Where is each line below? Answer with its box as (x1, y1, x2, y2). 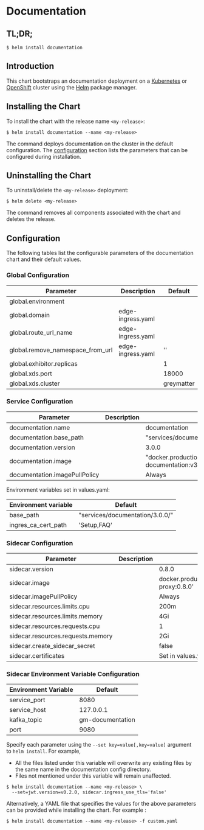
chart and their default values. (6, 256, 82, 263)
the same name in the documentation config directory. (15, 765, 151, 773)
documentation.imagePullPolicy (9, 470, 100, 479)
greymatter (163, 379, 195, 388)
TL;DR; (6, 29, 33, 39)
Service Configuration (6, 397, 73, 406)
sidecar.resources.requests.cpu (9, 622, 100, 630)
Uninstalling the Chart (6, 170, 92, 181)
